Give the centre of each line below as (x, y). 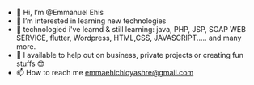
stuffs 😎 (30, 63)
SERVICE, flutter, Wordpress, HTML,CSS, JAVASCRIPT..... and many (129, 38)
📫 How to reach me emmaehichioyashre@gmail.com (105, 73)
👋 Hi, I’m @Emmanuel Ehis (59, 12)
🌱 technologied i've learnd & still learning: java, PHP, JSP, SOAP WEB (131, 29)
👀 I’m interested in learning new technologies (91, 21)
